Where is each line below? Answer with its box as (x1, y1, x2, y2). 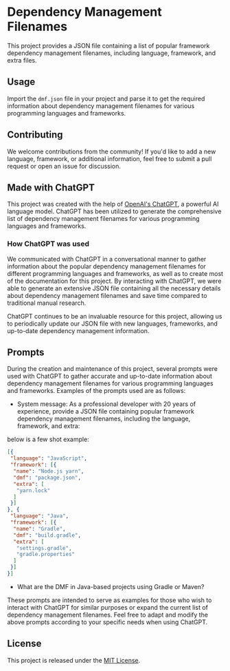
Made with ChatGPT (7, 182, 95, 193)
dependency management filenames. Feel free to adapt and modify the (7, 610, 208, 619)
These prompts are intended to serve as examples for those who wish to (7, 596, 212, 604)
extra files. (7, 56, 37, 64)
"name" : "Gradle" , (13, 525, 67, 532)
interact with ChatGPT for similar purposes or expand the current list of (7, 603, 208, 611)
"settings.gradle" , (16, 544, 72, 551)
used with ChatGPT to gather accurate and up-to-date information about (7, 372, 213, 381)
